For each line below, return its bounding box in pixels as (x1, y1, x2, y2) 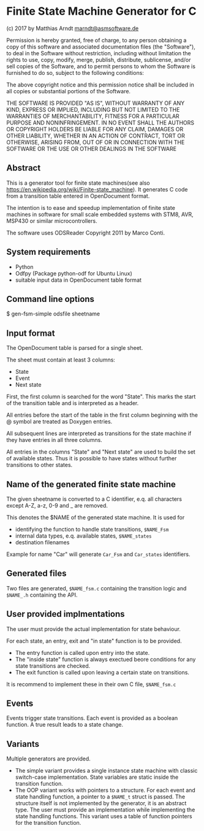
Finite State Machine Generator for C (6, 4, 197, 18)
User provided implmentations (6, 609, 125, 619)
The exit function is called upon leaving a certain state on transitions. (15, 668, 190, 676)
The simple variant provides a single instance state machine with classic (15, 767, 198, 775)
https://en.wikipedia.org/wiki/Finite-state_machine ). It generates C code (6, 185, 188, 193)
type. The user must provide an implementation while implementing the (15, 806, 195, 814)
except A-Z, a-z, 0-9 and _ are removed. (6, 502, 108, 509)
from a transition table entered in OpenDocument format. (6, 192, 150, 199)
